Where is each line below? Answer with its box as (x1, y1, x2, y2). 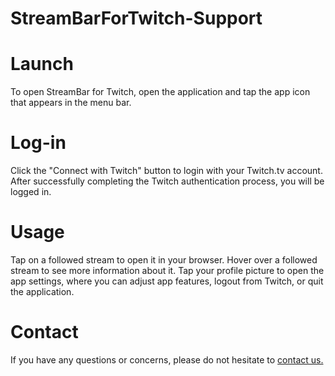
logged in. (10, 186, 52, 198)
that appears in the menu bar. (10, 97, 132, 109)
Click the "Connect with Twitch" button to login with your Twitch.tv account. (10, 165, 323, 177)
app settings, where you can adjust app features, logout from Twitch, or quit (10, 275, 324, 287)
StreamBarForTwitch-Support (10, 7, 263, 30)
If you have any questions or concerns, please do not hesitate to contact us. (10, 353, 324, 366)
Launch (10, 53, 74, 76)
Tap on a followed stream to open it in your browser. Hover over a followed (10, 254, 318, 266)
